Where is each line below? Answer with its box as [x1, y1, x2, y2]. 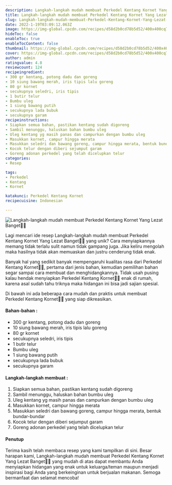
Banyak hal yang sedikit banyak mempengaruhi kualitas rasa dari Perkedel [5, 258, 162, 265]
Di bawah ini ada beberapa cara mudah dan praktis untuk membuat [5, 290, 147, 296]
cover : [5, 50, 19, 56]
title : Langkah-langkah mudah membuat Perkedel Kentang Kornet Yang [5, 12, 155, 17]
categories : [5, 156, 31, 161]
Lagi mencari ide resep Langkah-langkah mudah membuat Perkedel [5, 232, 148, 238]
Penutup [5, 436, 24, 442]
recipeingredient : [5, 70, 45, 75]
